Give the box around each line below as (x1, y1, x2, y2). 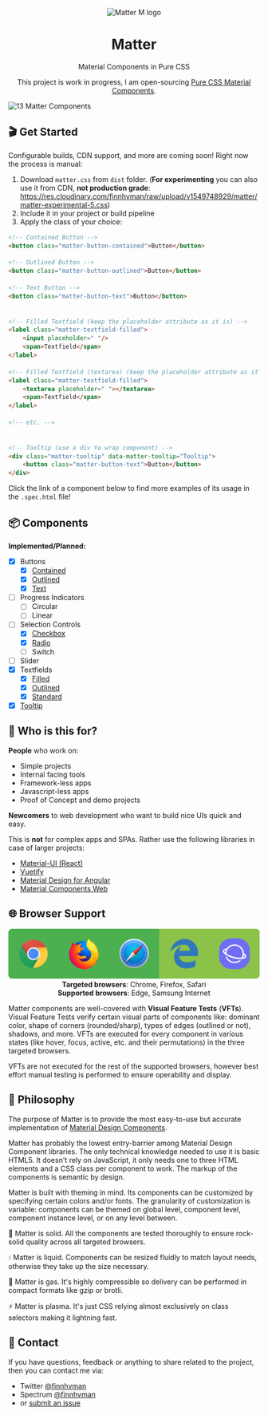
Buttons (19, 556, 46, 566)
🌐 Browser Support (8, 907, 106, 921)
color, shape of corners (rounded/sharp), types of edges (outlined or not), (8, 1021, 251, 1030)
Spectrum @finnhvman (19, 1389, 96, 1399)
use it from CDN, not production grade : (19, 183, 151, 192)
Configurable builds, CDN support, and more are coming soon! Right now (8, 150, 249, 160)
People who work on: (8, 745, 79, 755)
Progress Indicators (19, 593, 85, 603)
